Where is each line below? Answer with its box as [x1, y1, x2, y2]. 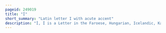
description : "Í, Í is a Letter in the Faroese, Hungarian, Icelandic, [5, 20, 156, 26]
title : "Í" [5, 12, 28, 16]
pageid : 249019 [5, 7, 37, 12]
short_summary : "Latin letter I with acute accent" [5, 16, 114, 21]
